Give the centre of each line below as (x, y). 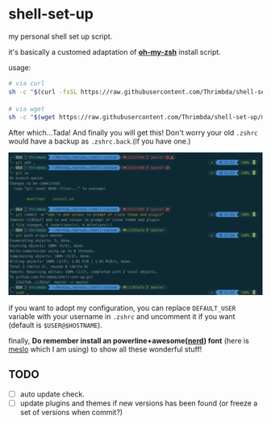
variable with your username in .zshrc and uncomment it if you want (122, 316)
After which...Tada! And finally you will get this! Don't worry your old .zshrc (133, 133)
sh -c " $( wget (32, 118)
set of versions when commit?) (71, 412)
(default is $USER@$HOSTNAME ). (56, 325)
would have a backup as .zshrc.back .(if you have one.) (100, 141)
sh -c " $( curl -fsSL (43, 92)
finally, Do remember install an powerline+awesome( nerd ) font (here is (129, 340)
